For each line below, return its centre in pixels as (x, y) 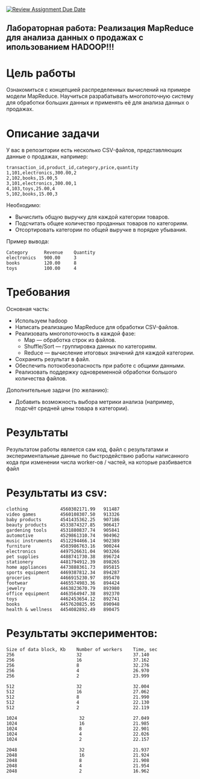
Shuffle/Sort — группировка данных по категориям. (90, 347)
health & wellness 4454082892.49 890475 (63, 610)
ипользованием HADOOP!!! (60, 47)
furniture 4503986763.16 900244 (63, 547)
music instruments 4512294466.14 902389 (63, 541)
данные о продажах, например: (47, 156)
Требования (38, 292)
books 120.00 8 (42, 263)
